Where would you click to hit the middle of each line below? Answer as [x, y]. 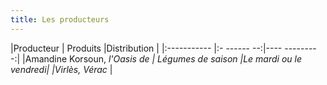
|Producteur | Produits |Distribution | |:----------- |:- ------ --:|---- [146, 48]
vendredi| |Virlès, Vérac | [61, 69]
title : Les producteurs [60, 19]
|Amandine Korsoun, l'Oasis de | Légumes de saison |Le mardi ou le [162, 58]
